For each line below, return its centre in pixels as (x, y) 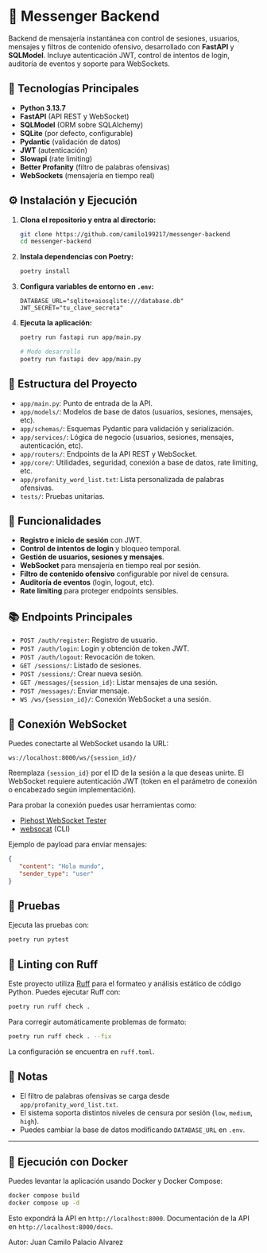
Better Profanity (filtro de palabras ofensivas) (95, 167)
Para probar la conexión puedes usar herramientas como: (103, 805)
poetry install (45, 271)
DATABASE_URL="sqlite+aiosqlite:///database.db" (102, 302)
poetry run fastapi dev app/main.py (80, 359)
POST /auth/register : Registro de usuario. (88, 640)
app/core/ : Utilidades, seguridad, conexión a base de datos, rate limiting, (139, 462)
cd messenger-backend (55, 242)
